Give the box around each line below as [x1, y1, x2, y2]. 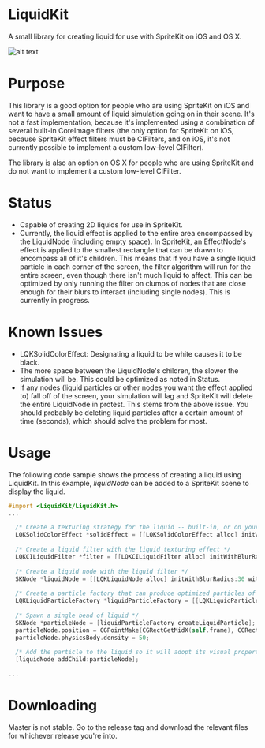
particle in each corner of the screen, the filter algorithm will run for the [19, 262, 252, 271]
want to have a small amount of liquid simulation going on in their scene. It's [8, 109, 255, 118]
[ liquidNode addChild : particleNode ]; [15, 656, 140, 664]
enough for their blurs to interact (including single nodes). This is [19, 286, 231, 297]
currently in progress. [19, 295, 91, 305]
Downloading [8, 697, 97, 715]
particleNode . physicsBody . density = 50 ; [15, 634, 150, 641]
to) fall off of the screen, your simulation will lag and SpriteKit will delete [19, 391, 254, 400]
